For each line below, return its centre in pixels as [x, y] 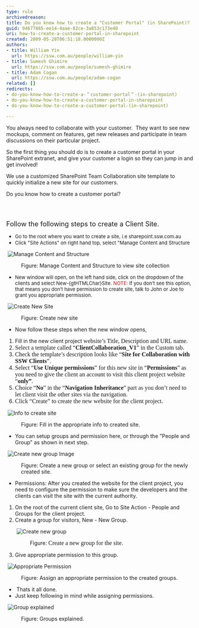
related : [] [21, 84]
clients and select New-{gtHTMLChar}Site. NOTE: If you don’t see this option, [103, 283]
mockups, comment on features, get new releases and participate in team [97, 134]
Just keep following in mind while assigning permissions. [84, 595]
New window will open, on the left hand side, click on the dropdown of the [99, 277]
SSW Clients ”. [33, 361]
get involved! [22, 165]
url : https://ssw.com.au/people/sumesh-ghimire [72, 67]
